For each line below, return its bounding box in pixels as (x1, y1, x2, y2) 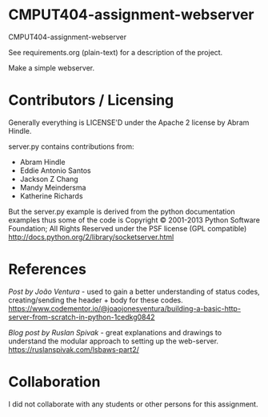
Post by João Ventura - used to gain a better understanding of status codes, (8, 287, 260, 296)
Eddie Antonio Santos (19, 166, 91, 175)
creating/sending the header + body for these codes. (8, 295, 184, 305)
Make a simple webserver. (8, 62, 95, 73)
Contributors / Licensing (8, 91, 174, 110)
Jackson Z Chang (19, 174, 78, 183)
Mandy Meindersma (19, 182, 86, 192)
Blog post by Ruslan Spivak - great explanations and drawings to (8, 327, 222, 337)
